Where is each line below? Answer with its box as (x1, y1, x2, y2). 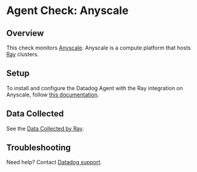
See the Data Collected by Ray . (6, 124, 84, 132)
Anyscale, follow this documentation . (6, 91, 99, 98)
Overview (6, 28, 45, 38)
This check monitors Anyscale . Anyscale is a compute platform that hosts (6, 44, 191, 51)
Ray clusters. (6, 51, 39, 58)
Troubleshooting (6, 143, 71, 153)
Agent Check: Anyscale (6, 4, 129, 18)
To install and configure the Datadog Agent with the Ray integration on (6, 84, 183, 91)
